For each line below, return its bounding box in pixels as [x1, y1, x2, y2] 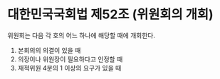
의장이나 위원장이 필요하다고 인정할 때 [17, 54, 123, 63]
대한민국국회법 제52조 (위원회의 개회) [7, 6, 214, 23]
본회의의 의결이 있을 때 [17, 46, 81, 54]
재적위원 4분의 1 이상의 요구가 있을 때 [17, 63, 122, 72]
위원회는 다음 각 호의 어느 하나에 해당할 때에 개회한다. [7, 31, 155, 39]
